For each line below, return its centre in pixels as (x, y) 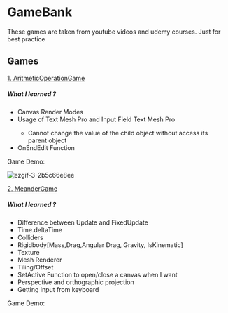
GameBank (40, 12)
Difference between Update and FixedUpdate (83, 222)
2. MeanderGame (33, 188)
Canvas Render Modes (50, 112)
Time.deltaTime (40, 229)
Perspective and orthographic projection (76, 282)
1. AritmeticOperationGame (46, 78)
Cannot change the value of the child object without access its (118, 133)
